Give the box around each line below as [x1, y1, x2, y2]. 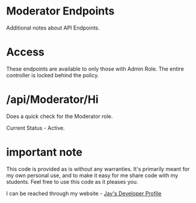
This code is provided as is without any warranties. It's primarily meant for [6, 165, 190, 172]
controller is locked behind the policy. [6, 71, 99, 79]
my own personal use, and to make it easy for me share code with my [6, 172, 179, 179]
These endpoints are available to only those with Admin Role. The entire [6, 65, 185, 72]
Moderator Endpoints [6, 4, 115, 18]
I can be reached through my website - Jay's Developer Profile [6, 190, 162, 197]
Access [6, 45, 45, 59]
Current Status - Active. [6, 124, 65, 131]
